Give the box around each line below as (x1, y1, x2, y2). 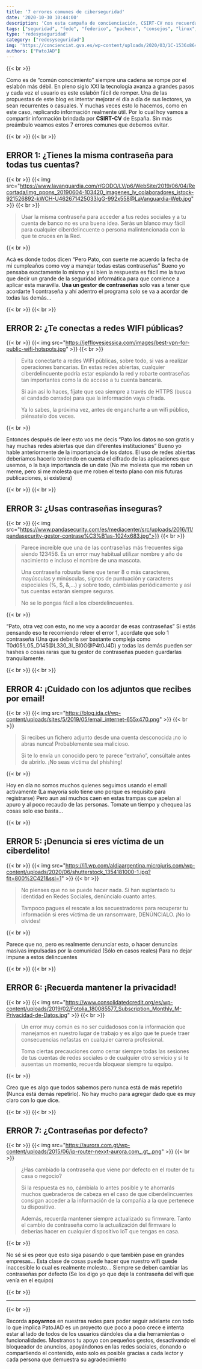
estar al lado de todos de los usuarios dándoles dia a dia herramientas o (6, 1330, 185, 1338)
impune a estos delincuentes (6, 953, 78, 960)
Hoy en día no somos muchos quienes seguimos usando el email (6, 782, 167, 788)
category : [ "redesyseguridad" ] (6, 37, 85, 43)
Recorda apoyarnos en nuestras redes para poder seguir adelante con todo (6, 1318, 194, 1325)
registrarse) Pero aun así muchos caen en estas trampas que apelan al (6, 795, 182, 802)
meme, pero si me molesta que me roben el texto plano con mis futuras (6, 468, 183, 475)
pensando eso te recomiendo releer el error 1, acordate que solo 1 (6, 629, 170, 637)
